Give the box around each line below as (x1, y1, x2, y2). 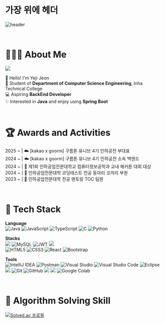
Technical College (5, 85, 43, 91)
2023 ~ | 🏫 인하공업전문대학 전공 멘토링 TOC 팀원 (5, 176, 104, 182)
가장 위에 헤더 (5, 5, 58, 16)
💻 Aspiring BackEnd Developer (5, 91, 71, 97)
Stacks (5, 235, 20, 241)
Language (5, 220, 27, 226)
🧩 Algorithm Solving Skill (5, 295, 111, 306)
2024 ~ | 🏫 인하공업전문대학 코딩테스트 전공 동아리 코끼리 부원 (5, 169, 128, 176)
